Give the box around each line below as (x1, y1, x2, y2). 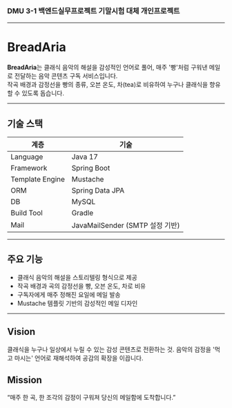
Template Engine (10, 175, 66, 184)
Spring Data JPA (71, 186, 125, 195)
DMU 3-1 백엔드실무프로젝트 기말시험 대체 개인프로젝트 (7, 6, 180, 15)
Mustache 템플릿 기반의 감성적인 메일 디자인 (17, 299, 138, 307)
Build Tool (10, 208, 43, 218)
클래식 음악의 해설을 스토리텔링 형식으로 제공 (17, 273, 138, 281)
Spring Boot (71, 164, 110, 173)
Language (10, 152, 43, 162)
